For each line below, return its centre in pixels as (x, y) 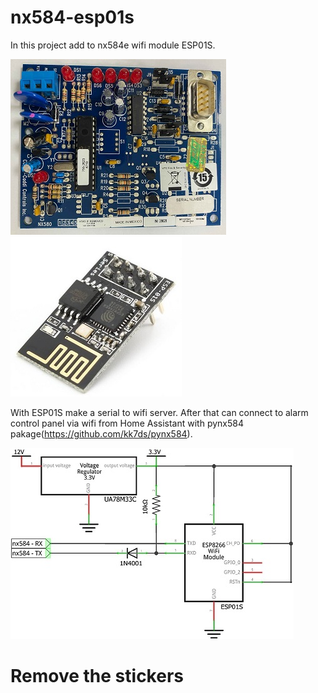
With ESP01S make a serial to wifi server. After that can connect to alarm (159, 412)
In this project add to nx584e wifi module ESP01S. (113, 45)
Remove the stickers (97, 676)
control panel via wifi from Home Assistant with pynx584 (127, 423)
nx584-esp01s (72, 17)
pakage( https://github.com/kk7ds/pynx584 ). (101, 433)
